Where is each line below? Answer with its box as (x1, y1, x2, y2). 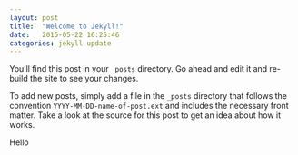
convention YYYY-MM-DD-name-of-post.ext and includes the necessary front (9, 101, 289, 111)
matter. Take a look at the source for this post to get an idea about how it (9, 110, 282, 121)
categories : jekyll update (9, 38, 112, 48)
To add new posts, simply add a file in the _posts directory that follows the (9, 91, 288, 102)
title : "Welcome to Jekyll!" (9, 22, 124, 31)
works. (9, 120, 35, 131)
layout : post (9, 13, 59, 23)
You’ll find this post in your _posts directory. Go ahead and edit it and (9, 63, 268, 74)
